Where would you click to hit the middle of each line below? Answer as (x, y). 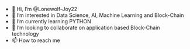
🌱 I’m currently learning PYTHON (51, 21)
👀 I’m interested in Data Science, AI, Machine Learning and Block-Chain (98, 15)
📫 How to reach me (36, 40)
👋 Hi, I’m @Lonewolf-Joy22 (44, 9)
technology (25, 34)
